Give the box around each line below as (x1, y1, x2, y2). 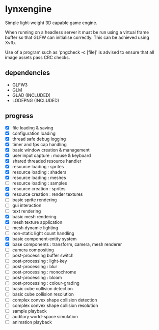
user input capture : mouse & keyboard (12, 152, 91, 158)
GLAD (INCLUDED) (12, 92, 51, 98)
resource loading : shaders (12, 169, 67, 175)
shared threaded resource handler (12, 158, 82, 164)
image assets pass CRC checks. (5, 54, 70, 60)
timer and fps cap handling (12, 141, 67, 147)
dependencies (5, 69, 50, 77)
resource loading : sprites (12, 164, 64, 169)
